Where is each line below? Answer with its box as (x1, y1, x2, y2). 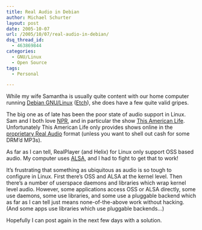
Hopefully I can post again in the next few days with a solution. (6, 217, 162, 224)
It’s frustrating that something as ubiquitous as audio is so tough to (6, 166, 172, 174)
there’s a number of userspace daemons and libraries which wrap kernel (6, 179, 186, 186)
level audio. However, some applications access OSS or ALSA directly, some (6, 186, 196, 193)
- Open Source (11, 59, 47, 65)
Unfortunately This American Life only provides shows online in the (6, 123, 173, 131)
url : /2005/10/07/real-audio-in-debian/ (6, 31, 110, 38)
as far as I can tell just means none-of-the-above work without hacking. (6, 199, 185, 206)
